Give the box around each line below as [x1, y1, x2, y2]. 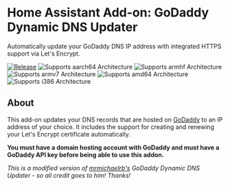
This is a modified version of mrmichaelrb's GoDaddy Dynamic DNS [7, 163, 200, 172]
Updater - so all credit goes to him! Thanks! [7, 171, 131, 179]
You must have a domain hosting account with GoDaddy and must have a [7, 143, 220, 152]
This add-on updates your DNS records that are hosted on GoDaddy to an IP [7, 115, 223, 124]
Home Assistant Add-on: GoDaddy [7, 5, 209, 21]
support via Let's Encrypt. [7, 49, 80, 58]
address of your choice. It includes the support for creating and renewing [7, 122, 215, 131]
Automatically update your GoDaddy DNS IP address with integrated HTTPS [7, 42, 222, 50]
